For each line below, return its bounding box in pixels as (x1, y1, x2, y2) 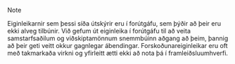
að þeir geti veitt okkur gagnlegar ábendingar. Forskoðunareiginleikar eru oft (7, 42, 228, 49)
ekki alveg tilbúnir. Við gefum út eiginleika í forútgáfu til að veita (7, 27, 191, 35)
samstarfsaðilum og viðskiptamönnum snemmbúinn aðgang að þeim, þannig (7, 34, 229, 42)
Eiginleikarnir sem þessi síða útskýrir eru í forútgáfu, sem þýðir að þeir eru (7, 19, 222, 27)
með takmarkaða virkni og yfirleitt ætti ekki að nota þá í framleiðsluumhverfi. (7, 49, 229, 57)
